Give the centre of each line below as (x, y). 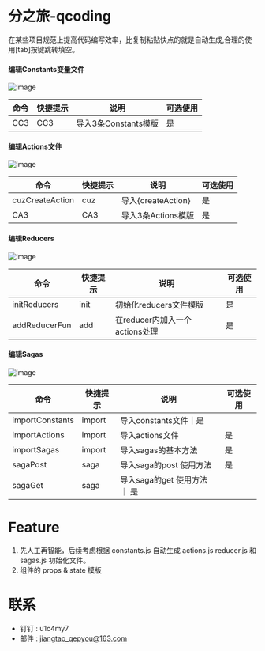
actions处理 (137, 331)
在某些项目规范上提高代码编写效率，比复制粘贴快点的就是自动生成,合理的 (127, 40)
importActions (38, 434)
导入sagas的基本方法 (159, 450)
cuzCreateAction (43, 200)
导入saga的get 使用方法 (164, 479)
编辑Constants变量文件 (47, 69)
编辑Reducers (32, 238)
